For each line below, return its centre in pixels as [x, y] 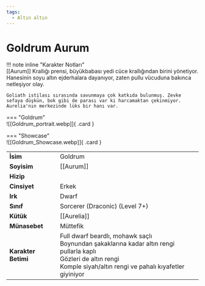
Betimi [19, 259]
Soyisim [21, 167]
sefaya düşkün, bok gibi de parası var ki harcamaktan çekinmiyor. [94, 101]
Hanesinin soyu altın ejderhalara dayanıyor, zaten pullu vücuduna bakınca [99, 78]
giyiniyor [72, 274]
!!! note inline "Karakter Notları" [45, 65]
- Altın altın [30, 18]
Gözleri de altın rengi [90, 259]
